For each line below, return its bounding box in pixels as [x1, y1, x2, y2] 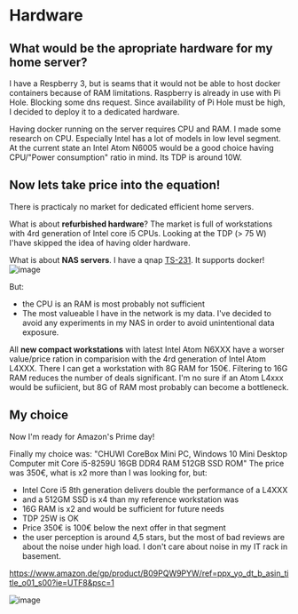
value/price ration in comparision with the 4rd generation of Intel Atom [9, 353, 266, 364]
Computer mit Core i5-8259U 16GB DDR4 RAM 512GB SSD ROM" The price [9, 458, 285, 468]
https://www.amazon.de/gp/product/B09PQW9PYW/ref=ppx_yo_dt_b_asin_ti [9, 568, 289, 578]
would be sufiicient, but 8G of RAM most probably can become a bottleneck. [9, 381, 289, 392]
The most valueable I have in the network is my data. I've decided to [21, 307, 272, 318]
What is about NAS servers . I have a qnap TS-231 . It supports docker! [9, 254, 265, 265]
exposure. [21, 326, 59, 338]
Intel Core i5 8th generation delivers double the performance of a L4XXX [21, 484, 288, 495]
